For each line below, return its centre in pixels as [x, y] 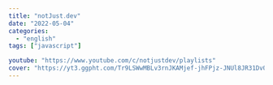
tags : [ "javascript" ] [45, 46]
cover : [19, 68]
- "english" [36, 38]
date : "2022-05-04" [41, 23]
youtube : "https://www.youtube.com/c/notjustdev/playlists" [113, 61]
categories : [28, 31]
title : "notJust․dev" [45, 16]
